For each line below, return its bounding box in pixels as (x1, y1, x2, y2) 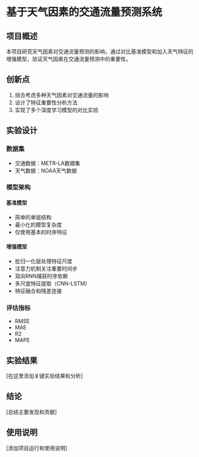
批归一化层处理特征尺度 (14, 257, 72, 265)
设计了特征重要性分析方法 (14, 99, 78, 106)
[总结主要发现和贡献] (6, 408, 58, 415)
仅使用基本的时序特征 (14, 228, 67, 235)
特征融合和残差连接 (14, 287, 62, 294)
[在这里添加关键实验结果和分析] (6, 372, 83, 379)
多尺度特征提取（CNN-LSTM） (14, 279, 91, 287)
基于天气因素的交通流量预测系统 (6, 5, 163, 19)
